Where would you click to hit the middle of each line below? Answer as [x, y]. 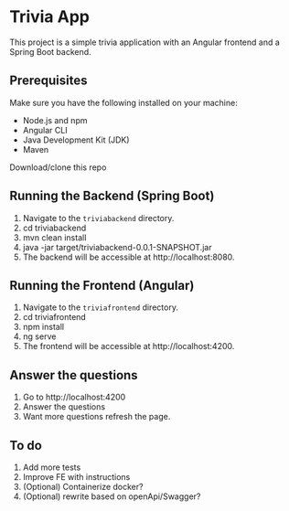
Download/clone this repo [58, 167]
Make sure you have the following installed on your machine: [123, 102]
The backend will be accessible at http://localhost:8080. [128, 257]
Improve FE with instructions [76, 477]
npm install [43, 327]
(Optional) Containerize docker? [83, 487]
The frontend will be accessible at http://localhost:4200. [128, 346]
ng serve [39, 336]
